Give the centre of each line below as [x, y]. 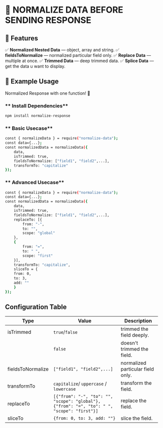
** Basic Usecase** [29, 128]
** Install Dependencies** [37, 105]
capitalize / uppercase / [80, 383]
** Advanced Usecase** [35, 183]
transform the [136, 383]
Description [138, 321]
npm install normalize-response [38, 116]
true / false [65, 332]
